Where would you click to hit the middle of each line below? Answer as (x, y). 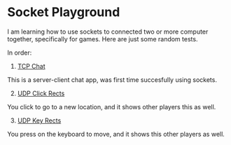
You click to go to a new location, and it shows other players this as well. (112, 106)
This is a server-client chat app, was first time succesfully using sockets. (112, 80)
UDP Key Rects (39, 120)
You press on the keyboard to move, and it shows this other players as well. (116, 134)
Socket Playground (64, 12)
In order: (20, 53)
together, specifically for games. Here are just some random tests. (103, 39)
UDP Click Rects (41, 93)
